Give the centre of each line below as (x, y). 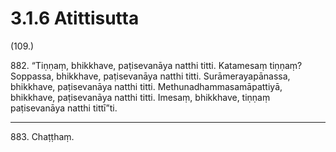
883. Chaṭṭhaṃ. (42, 136)
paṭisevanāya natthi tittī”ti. (64, 108)
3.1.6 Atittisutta (75, 18)
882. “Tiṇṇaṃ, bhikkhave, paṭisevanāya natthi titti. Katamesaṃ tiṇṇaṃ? (156, 65)
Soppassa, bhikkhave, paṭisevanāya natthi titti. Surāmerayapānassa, (150, 76)
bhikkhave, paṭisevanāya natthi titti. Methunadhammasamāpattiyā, (146, 86)
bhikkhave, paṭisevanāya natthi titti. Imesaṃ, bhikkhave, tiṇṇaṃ (140, 97)
